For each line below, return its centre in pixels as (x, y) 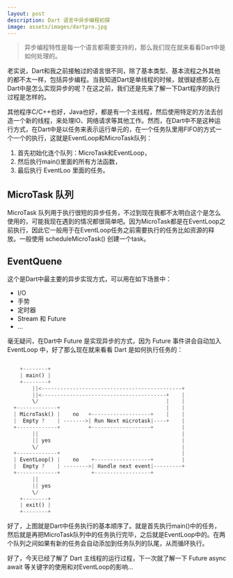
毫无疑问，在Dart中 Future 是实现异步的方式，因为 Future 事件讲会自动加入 (114, 341)
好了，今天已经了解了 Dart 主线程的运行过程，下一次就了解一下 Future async (117, 558)
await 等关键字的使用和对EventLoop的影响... (70, 567)
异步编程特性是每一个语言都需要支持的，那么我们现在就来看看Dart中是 (125, 47)
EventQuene (35, 261)
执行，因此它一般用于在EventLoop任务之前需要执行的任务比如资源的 (111, 230)
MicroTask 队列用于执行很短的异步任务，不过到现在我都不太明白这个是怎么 (114, 213)
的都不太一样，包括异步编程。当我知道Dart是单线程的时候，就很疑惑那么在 (114, 80)
